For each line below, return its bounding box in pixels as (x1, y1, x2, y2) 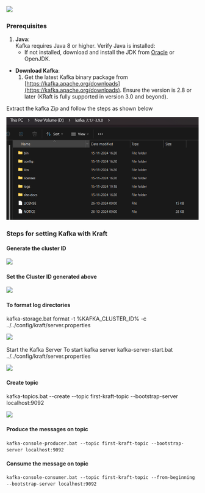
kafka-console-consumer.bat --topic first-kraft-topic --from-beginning (6, 475, 195, 481)
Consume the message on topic (6, 459, 88, 467)
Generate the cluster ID (6, 245, 67, 252)
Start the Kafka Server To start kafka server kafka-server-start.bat (6, 346, 173, 353)
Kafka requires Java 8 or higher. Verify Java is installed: (15, 42, 156, 50)
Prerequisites (6, 21, 47, 30)
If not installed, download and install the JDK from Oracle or (24, 49, 175, 56)
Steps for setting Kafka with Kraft (6, 229, 108, 238)
